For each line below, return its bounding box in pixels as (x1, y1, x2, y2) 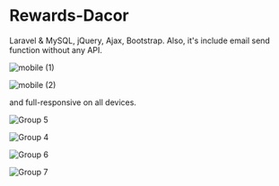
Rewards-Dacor (9, 5, 130, 26)
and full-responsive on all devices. (9, 96, 137, 108)
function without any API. (9, 44, 103, 55)
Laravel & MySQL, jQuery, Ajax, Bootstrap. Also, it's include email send (9, 35, 271, 46)
